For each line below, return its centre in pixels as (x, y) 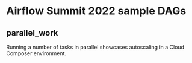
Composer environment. (36, 53)
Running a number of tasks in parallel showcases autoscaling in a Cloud (95, 47)
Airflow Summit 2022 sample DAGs (96, 11)
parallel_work (32, 33)
